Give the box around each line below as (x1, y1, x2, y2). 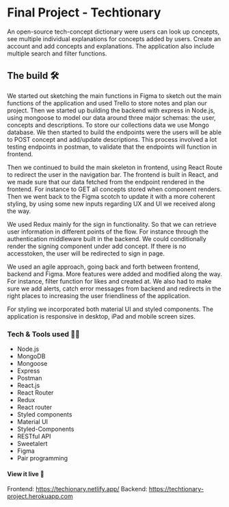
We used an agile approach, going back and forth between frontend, (7, 262, 200, 271)
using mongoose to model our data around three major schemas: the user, (7, 113, 217, 121)
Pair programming (16, 454, 68, 462)
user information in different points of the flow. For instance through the (7, 227, 208, 236)
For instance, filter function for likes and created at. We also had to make (7, 277, 212, 285)
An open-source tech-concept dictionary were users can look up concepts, (7, 27, 220, 36)
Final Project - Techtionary (7, 5, 161, 21)
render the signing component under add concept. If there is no (7, 242, 187, 250)
